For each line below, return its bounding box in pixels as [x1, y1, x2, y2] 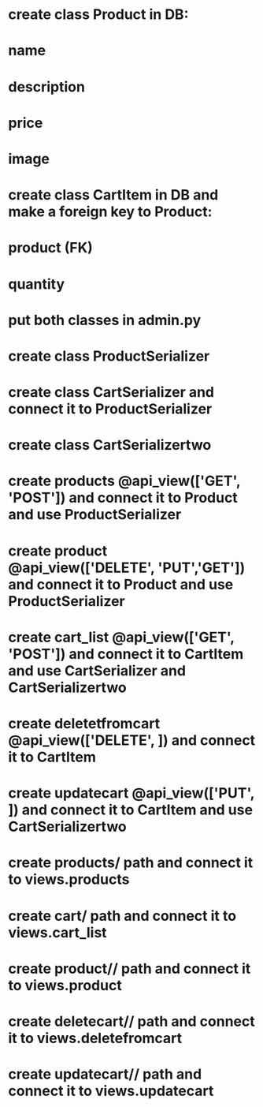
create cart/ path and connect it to [8, 907, 237, 925]
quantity [8, 275, 65, 293]
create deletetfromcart [8, 715, 161, 732]
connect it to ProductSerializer [8, 400, 213, 418]
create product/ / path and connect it [8, 959, 251, 978]
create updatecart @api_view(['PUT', [8, 784, 255, 802]
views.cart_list [8, 923, 108, 941]
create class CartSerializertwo [8, 436, 212, 454]
